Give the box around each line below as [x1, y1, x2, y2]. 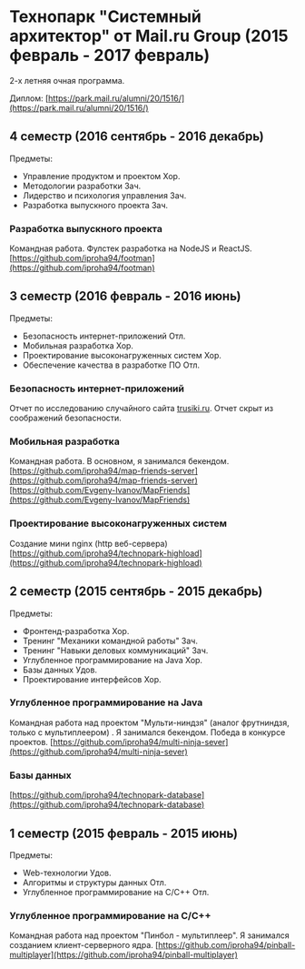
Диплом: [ [9, 93, 49, 104]
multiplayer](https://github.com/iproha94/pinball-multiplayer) [9, 949, 239, 961]
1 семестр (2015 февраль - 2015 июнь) [9, 825, 239, 841]
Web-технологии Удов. [22, 867, 112, 878]
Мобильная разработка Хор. [22, 339, 134, 351]
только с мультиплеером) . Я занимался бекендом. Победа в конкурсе [9, 726, 286, 738]
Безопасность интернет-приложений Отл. [22, 330, 186, 341]
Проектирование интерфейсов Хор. [22, 673, 162, 684]
